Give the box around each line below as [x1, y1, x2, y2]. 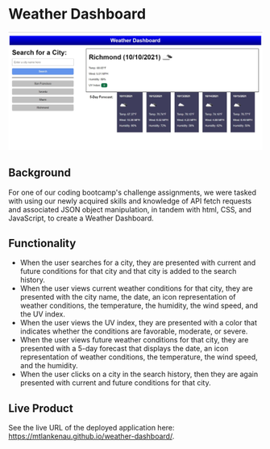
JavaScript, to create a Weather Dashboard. [8, 213, 155, 223]
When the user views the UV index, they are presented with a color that [19, 318, 258, 328]
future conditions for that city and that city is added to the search [19, 266, 237, 276]
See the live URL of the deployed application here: [8, 423, 175, 433]
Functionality [8, 236, 77, 250]
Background [8, 166, 71, 180]
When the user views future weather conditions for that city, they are [19, 335, 249, 345]
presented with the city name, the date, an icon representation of [19, 292, 236, 302]
